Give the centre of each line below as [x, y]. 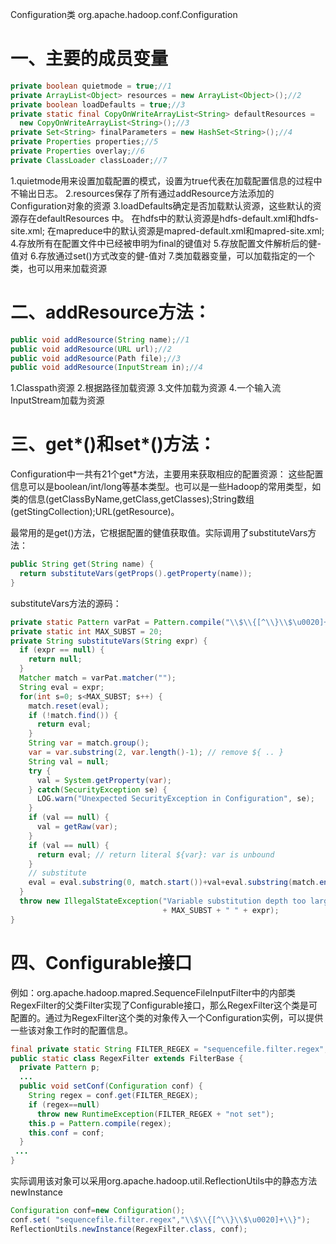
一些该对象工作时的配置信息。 [71, 1030]
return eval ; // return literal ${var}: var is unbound [155, 854]
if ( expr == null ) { [62, 650]
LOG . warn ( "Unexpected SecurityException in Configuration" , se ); [175, 799]
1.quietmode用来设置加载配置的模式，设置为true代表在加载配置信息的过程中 [166, 180]
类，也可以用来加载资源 [58, 268]
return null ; [55, 659]
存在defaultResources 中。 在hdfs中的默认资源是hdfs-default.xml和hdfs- [169, 218]
